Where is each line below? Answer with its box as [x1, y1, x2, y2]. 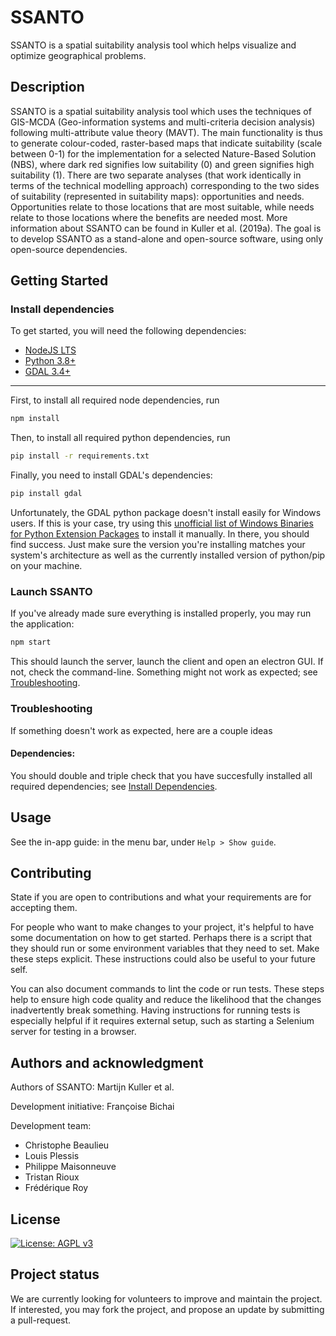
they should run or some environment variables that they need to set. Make [10, 942, 320, 955]
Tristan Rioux [24, 1171, 80, 1183]
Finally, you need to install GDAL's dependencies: [10, 469, 213, 481]
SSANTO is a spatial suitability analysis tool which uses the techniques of [10, 105, 312, 117]
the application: [10, 618, 75, 630]
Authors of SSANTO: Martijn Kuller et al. [10, 1081, 175, 1093]
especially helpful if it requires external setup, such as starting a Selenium [10, 1015, 315, 1027]
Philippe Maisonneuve [24, 1161, 117, 1173]
